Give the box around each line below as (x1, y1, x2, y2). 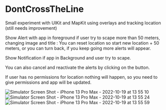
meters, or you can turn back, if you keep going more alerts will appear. (5, 45, 151, 51)
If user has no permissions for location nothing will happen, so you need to (5, 74, 158, 80)
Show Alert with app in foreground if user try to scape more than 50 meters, (5, 35, 160, 41)
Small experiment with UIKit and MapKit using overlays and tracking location (5, 20, 161, 26)
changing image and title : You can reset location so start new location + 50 (5, 40, 160, 46)
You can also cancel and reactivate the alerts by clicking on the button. (5, 64, 150, 70)
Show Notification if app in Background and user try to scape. (5, 55, 131, 60)
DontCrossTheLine (5, 3, 84, 15)
